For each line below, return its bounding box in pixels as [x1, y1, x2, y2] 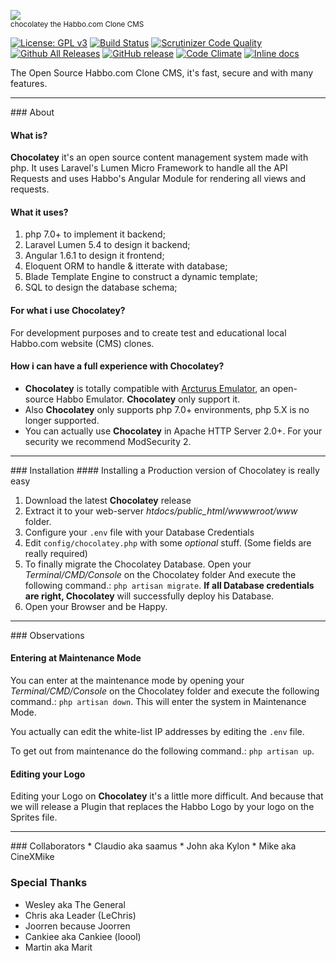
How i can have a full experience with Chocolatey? [10, 360, 225, 372]
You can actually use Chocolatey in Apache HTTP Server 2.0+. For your [24, 425, 323, 437]
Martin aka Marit [24, 941, 93, 953]
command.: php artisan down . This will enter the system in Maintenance [10, 696, 307, 708]
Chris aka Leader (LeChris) [24, 909, 137, 921]
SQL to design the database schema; [24, 281, 178, 294]
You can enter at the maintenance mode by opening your [10, 675, 245, 687]
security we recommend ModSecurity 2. [24, 435, 192, 447]
